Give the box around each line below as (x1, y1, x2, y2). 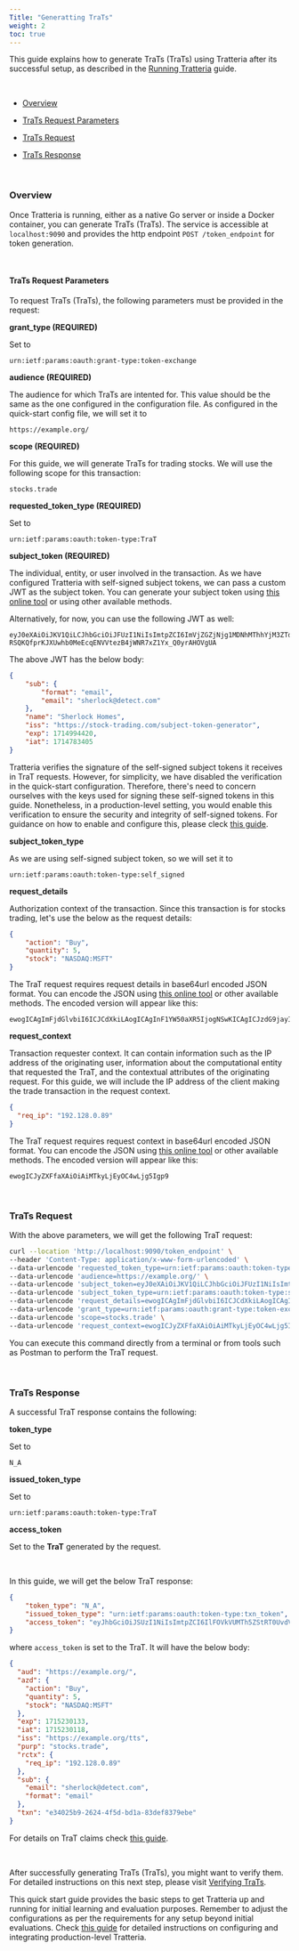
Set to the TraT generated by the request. (9, 1541, 162, 1551)
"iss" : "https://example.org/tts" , (17, 1734, 149, 1743)
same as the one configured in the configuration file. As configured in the (9, 398, 279, 409)
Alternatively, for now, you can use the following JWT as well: (9, 613, 235, 624)
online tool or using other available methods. (9, 595, 173, 606)
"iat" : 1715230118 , (17, 1726, 90, 1735)
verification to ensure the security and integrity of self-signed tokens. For (9, 809, 279, 820)
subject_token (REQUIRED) (9, 550, 110, 561)
